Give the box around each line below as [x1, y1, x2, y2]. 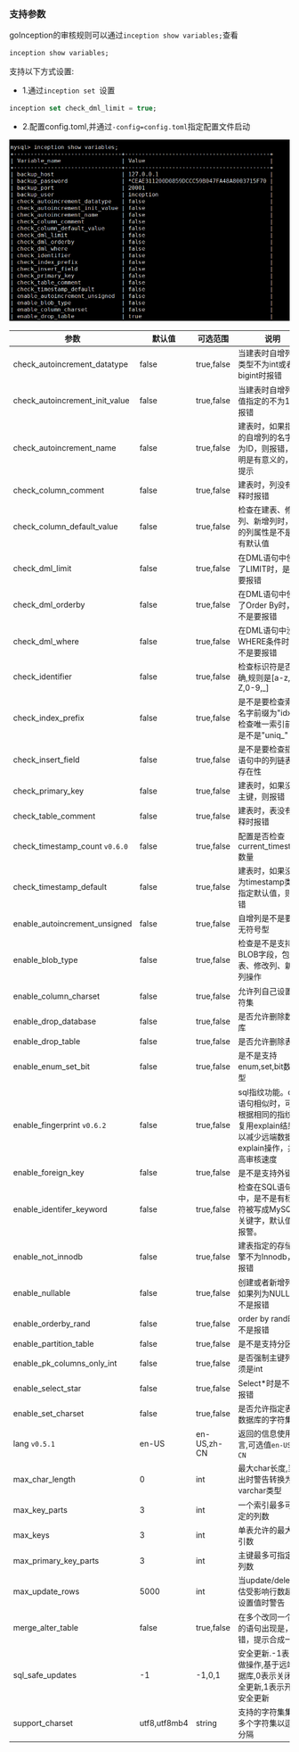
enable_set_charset [12, 1408, 85, 1419]
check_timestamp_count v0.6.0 [12, 841, 129, 851]
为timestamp [238, 876, 285, 887]
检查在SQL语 [238, 1182, 285, 1192]
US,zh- [195, 1439, 223, 1449]
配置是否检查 [238, 830, 286, 841]
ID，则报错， [246, 443, 294, 453]
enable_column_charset [12, 991, 101, 1001]
